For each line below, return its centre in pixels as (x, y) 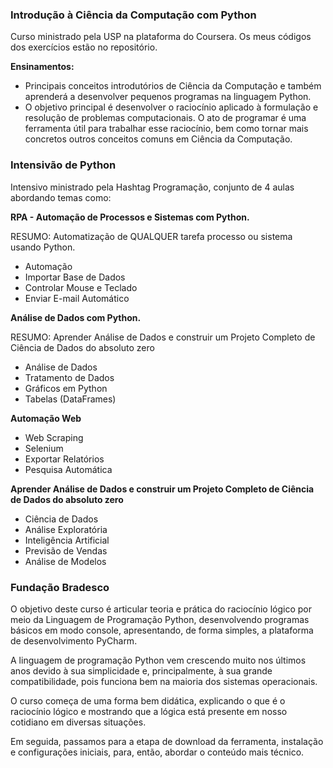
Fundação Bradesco (60, 587)
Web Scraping (54, 437)
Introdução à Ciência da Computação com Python (133, 15)
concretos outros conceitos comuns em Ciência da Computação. (158, 139)
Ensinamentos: (42, 67)
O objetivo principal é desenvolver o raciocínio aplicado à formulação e (171, 107)
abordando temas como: (61, 197)
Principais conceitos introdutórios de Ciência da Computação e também (173, 86)
